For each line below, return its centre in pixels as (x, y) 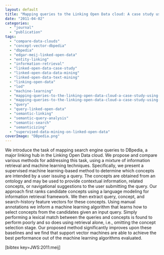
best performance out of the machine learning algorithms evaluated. (74, 238)
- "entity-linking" (29, 59)
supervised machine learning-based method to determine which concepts (80, 171)
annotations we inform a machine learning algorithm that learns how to (76, 207)
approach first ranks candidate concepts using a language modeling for (77, 191)
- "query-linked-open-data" (38, 109)
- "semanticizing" (28, 127)
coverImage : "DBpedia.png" (32, 136)
